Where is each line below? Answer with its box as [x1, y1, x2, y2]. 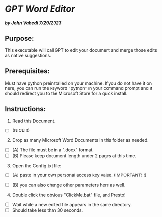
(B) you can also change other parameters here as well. [12, 182, 126, 188]
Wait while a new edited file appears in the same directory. [12, 201, 132, 207]
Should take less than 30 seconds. [12, 207, 83, 213]
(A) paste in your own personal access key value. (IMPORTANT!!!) [12, 172, 147, 178]
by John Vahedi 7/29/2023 [5, 20, 62, 26]
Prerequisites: [5, 67, 50, 75]
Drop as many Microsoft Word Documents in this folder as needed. [12, 137, 149, 143]
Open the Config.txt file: [12, 162, 62, 169]
